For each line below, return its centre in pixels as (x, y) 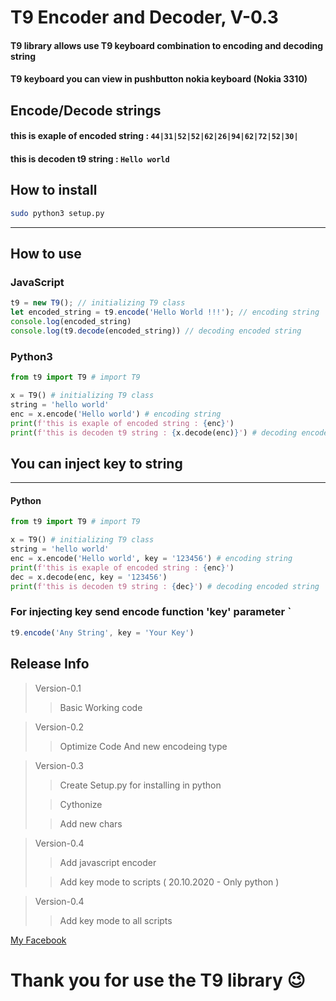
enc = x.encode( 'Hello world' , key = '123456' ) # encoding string (151, 559)
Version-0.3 (59, 765)
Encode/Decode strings (86, 110)
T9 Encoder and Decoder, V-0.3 (144, 17)
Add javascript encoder (108, 862)
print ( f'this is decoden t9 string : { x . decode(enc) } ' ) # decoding (154, 432)
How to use (46, 254)
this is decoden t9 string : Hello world (90, 158)
